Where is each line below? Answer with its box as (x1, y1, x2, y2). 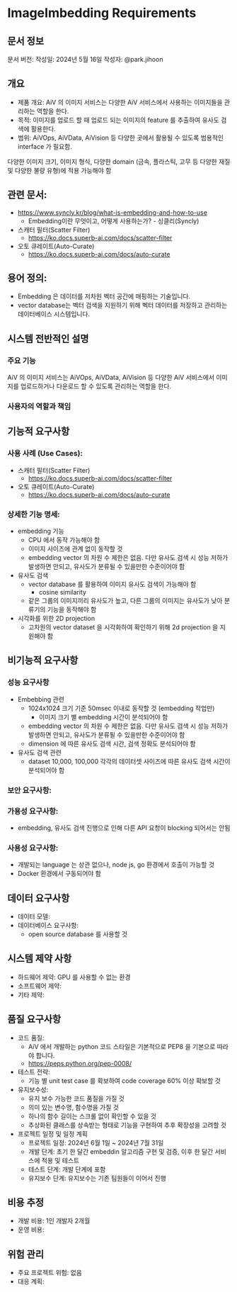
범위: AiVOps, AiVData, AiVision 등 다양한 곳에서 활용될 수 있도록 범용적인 (17, 133, 224, 142)
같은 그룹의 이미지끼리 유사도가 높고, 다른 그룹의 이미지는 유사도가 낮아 (28, 597, 223, 605)
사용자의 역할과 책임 (7, 402, 71, 412)
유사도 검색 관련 (17, 748, 62, 756)
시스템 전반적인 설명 (7, 332, 89, 344)
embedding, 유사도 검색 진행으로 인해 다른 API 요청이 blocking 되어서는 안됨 (17, 824, 231, 832)
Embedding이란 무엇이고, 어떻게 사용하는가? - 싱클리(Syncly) (28, 216, 200, 225)
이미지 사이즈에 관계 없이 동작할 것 (28, 544, 123, 554)
